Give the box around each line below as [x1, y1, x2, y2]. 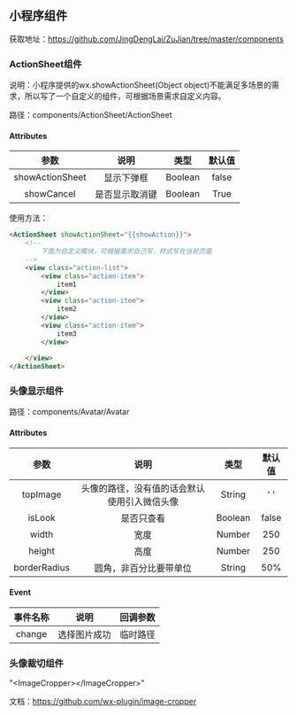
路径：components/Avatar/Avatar [9, 407, 130, 417]
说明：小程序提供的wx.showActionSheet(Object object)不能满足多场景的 [9, 80, 272, 90]
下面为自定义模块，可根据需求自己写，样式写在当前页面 [41, 247, 212, 256]
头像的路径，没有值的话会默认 [80, 482, 206, 494]
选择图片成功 [57, 628, 112, 641]
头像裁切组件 [9, 657, 65, 669]
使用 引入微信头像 [107, 495, 179, 508]
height [28, 544, 56, 556]
